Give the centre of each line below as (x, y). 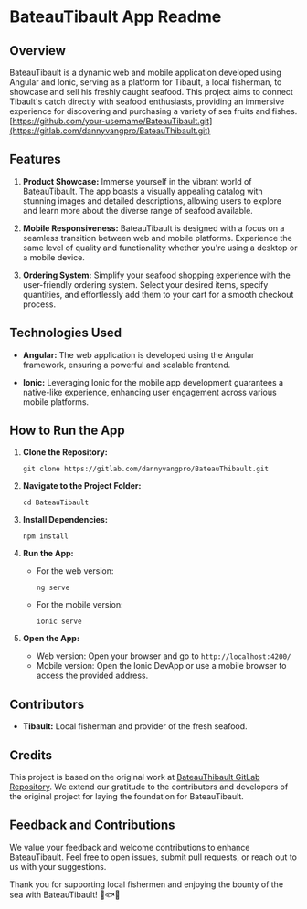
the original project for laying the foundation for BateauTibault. (127, 797)
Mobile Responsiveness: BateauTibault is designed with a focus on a (153, 228)
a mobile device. (53, 257)
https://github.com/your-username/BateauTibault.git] (112, 121)
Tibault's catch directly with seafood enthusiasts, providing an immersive (147, 101)
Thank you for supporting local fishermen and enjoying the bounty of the (147, 884)
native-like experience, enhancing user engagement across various (149, 392)
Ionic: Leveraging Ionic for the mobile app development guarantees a (153, 382)
